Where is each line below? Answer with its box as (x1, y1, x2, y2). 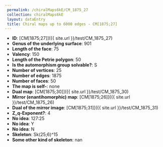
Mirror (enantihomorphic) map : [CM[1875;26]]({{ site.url (12, 94, 130, 100)
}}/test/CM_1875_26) (12, 99, 55, 106)
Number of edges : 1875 (12, 72, 62, 79)
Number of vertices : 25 (12, 67, 62, 73)
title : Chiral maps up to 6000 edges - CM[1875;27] (7, 21, 118, 27)
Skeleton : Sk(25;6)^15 (12, 131, 58, 137)
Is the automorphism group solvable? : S (12, 62, 98, 68)
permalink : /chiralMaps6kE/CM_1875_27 (7, 7, 89, 13)
